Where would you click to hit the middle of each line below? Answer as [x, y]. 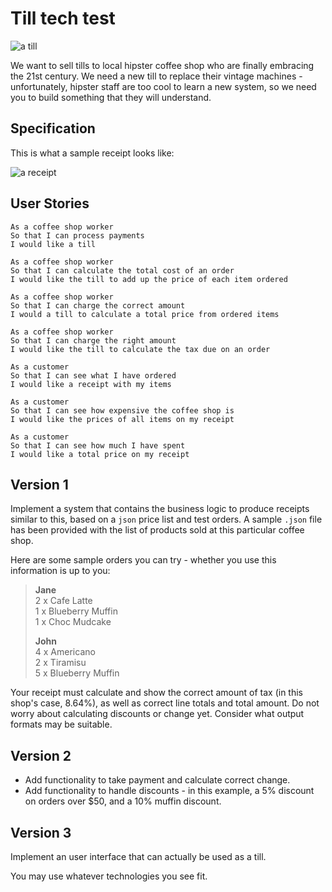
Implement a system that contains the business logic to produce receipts [160, 509]
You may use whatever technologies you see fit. [109, 876]
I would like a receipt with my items [91, 384]
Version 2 [41, 755]
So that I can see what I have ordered [93, 375]
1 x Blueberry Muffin [76, 611]
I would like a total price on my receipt [100, 454]
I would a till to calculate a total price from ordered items [145, 314]
